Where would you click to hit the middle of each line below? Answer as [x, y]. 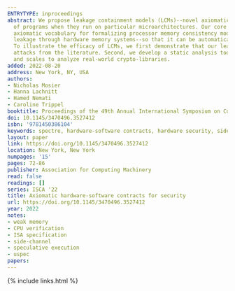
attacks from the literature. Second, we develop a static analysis [115, 53]
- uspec [19, 255]
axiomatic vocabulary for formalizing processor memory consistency [115, 33]
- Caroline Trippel [36, 105]
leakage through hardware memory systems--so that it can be [105, 40]
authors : [20, 79]
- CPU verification [36, 228]
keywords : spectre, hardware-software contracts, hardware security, [111, 131]
